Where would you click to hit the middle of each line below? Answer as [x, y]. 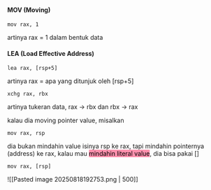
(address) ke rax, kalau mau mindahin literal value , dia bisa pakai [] [103, 154]
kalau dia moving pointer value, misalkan [66, 120]
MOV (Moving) [29, 10]
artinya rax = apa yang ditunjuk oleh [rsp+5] [71, 81]
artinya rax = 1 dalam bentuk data [55, 38]
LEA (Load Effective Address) [51, 53]
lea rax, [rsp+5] [32, 68]
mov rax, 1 [23, 24]
